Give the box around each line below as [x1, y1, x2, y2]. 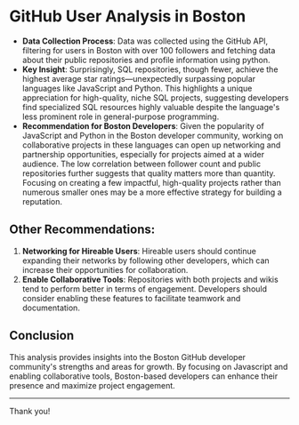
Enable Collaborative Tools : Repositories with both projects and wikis [21, 274, 279, 285]
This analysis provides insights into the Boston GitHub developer [9, 351, 246, 362]
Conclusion [9, 328, 75, 343]
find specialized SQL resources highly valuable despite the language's [21, 101, 280, 112]
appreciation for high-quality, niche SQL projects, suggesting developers [21, 92, 289, 103]
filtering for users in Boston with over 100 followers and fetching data [21, 44, 276, 55]
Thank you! [9, 405, 51, 416]
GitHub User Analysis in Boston [9, 6, 246, 27]
